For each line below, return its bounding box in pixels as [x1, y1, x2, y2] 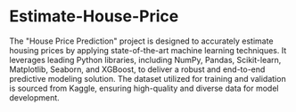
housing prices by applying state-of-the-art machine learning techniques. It [9, 44, 287, 55]
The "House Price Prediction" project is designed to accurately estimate [9, 36, 274, 46]
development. [9, 92, 60, 103]
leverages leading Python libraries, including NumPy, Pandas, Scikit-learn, [9, 54, 282, 65]
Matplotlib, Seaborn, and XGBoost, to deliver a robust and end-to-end [9, 64, 266, 75]
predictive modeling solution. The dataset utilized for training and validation [9, 73, 287, 84]
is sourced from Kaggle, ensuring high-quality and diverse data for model [9, 83, 279, 93]
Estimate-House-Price [9, 6, 179, 27]
